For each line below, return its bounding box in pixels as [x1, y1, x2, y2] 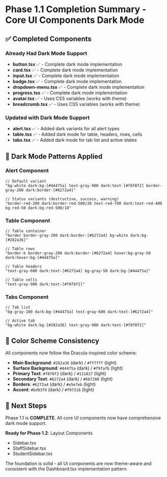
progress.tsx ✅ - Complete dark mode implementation [12, 90, 128, 96]
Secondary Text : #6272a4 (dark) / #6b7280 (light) [12, 376, 113, 382]
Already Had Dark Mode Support [5, 50, 87, 57]
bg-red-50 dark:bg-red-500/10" [5, 205, 72, 210]
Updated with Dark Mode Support [5, 114, 90, 121]
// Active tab [5, 318, 36, 323]
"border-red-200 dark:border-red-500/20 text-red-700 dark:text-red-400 [5, 201, 162, 206]
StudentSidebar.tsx [12, 451, 53, 457]
